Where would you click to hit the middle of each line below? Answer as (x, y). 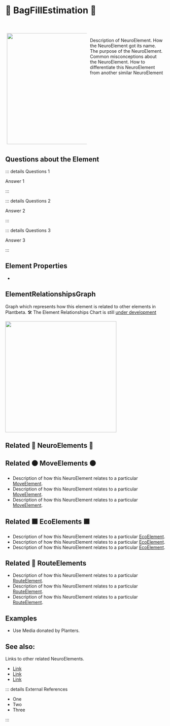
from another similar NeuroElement (127, 73)
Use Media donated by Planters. (46, 631)
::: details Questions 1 (27, 171)
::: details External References (37, 689)
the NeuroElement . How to (118, 62)
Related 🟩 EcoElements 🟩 (48, 522)
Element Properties (36, 266)
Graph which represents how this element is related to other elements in (81, 306)
